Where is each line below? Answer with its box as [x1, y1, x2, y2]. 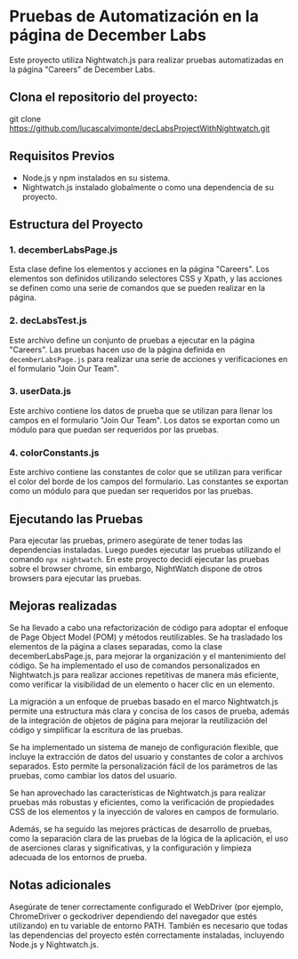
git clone [9, 113, 42, 124]
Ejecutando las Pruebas [9, 512, 144, 527]
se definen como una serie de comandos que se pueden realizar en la [9, 283, 265, 294]
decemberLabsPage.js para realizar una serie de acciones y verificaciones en [9, 353, 288, 364]
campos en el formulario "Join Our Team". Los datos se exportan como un [9, 415, 280, 425]
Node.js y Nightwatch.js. [9, 939, 100, 949]
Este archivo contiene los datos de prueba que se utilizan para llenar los [9, 405, 273, 415]
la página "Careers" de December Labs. [9, 64, 156, 75]
